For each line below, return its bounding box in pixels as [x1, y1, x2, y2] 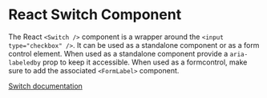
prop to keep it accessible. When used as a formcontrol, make [42, 57, 248, 67]
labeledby [8, 58, 42, 67]
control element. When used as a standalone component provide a [8, 49, 229, 58]
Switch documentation [8, 81, 83, 91]
